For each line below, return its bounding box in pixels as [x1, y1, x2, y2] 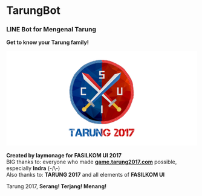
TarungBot [6, 4, 60, 17]
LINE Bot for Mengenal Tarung [6, 25, 97, 34]
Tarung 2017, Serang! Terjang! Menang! [6, 183, 107, 190]
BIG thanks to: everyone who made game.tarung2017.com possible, [6, 158, 177, 166]
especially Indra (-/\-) [6, 165, 60, 172]
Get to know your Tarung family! [6, 39, 89, 46]
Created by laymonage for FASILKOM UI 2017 [6, 152, 122, 159]
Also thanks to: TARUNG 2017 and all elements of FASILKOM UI [6, 171, 165, 179]
